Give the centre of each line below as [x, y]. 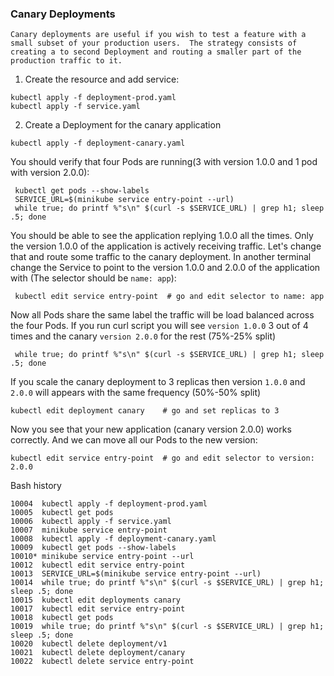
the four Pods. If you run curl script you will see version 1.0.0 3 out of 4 [159, 326]
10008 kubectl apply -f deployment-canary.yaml [113, 539]
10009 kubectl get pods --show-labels [93, 548]
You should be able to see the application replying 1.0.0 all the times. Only [162, 236]
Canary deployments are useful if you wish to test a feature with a [158, 35]
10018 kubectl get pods [62, 618]
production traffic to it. [66, 61]
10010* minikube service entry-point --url [102, 557]
